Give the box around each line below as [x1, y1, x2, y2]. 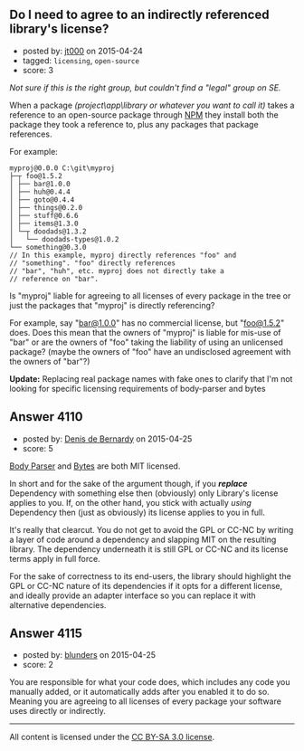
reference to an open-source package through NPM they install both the [9, 109, 279, 120]
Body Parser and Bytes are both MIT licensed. [9, 461, 181, 471]
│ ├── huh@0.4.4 [9, 187, 71, 196]
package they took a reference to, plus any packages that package [9, 119, 260, 129]
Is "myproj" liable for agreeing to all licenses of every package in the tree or [9, 290, 291, 301]
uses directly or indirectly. [9, 706, 106, 717]
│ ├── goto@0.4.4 [9, 195, 75, 204]
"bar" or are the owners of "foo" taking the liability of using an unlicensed [9, 337, 283, 347]
